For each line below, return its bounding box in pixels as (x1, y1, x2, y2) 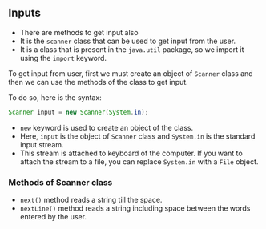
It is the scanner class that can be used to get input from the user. (19, 36, 236, 46)
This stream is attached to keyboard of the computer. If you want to (19, 148, 243, 158)
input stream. (19, 139, 64, 149)
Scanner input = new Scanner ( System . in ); (8, 108, 149, 116)
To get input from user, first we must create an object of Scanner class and (8, 68, 254, 78)
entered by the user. (19, 211, 87, 221)
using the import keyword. (19, 53, 107, 62)
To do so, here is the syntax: (8, 92, 102, 102)
